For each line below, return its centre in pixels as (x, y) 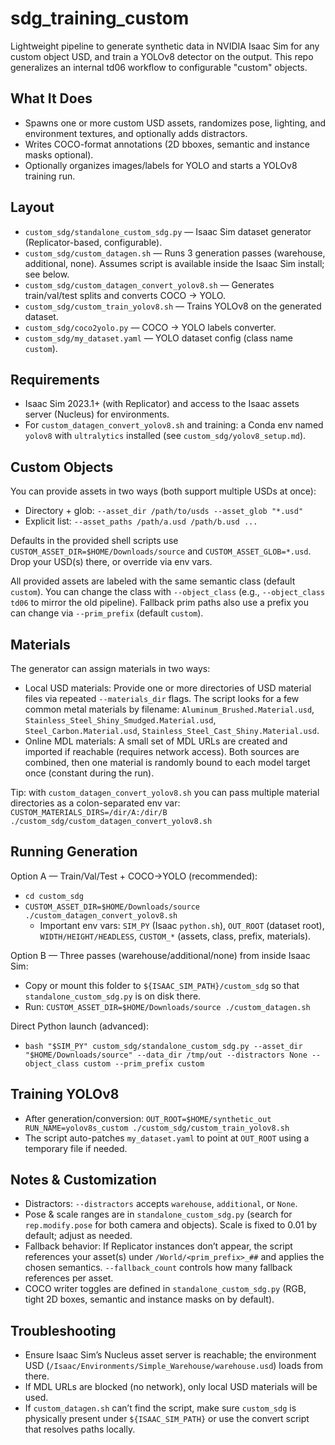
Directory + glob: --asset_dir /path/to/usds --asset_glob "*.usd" (164, 511)
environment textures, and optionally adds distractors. (136, 133)
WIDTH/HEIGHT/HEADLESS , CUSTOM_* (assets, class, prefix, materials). (175, 936)
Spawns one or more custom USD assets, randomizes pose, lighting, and (175, 123)
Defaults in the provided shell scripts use (94, 541)
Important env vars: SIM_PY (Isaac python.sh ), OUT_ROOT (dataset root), (182, 925)
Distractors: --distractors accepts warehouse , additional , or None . (161, 1204)
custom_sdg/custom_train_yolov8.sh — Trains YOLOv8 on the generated (173, 306)
